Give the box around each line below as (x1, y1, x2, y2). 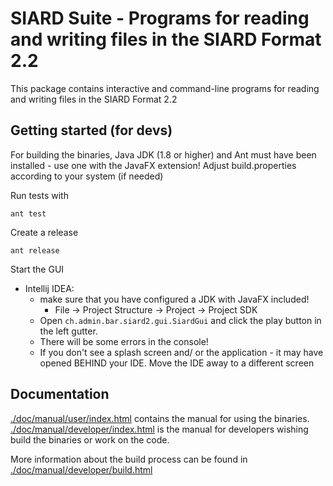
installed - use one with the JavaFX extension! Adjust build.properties (10, 159, 297, 171)
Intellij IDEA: (24, 282, 75, 294)
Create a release (10, 226, 79, 238)
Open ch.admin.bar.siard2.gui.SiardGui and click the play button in (39, 314, 322, 326)
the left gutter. (39, 325, 98, 337)
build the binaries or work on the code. (10, 433, 170, 446)
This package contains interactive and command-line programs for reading (10, 82, 320, 94)
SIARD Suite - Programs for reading (10, 7, 310, 30)
